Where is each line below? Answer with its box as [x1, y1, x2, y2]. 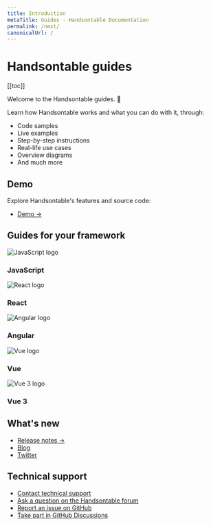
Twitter [16, 450, 38, 459]
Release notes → [16, 436, 65, 444]
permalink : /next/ [7, 23, 60, 30]
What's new [7, 418, 60, 430]
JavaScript [7, 265, 45, 275]
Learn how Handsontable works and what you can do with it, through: [7, 108, 205, 117]
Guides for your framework [7, 230, 126, 242]
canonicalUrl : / [7, 29, 54, 36]
